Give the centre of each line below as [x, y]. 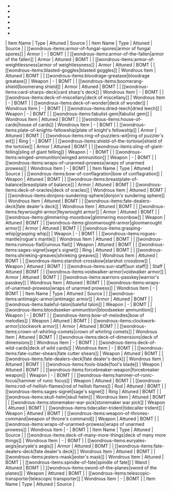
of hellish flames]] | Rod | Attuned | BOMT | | [119, 386]
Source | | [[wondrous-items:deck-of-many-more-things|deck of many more [86, 435]
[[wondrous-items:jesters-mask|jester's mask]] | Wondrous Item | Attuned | [84, 457]
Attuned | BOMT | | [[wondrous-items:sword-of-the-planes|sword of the [81, 468]
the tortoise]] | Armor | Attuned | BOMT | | [49, 146]
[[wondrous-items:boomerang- [111, 81]
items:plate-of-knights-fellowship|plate [46, 130]
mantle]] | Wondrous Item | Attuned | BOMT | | [87, 239]
